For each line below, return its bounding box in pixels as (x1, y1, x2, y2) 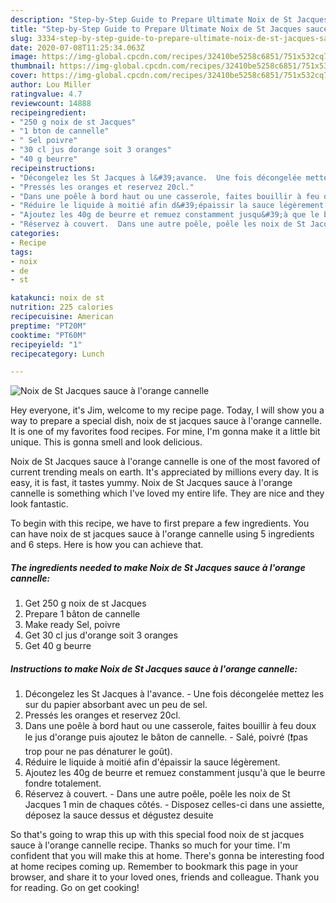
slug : (10, 33, 33, 43)
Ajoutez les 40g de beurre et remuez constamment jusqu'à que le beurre (24, 767, 326, 779)
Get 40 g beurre (24, 640, 92, 652)
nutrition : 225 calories (10, 302, 114, 313)
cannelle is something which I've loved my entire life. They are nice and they (10, 487, 325, 500)
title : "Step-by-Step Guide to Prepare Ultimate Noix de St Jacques (10, 24, 302, 34)
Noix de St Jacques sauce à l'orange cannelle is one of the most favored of (10, 456, 321, 468)
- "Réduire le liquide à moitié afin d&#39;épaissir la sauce (10, 201, 275, 211)
